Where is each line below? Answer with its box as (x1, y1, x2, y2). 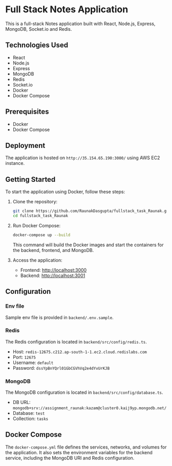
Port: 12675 (12, 354, 36, 360)
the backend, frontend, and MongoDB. (12, 247, 94, 253)
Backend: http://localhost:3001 (20, 272, 85, 279)
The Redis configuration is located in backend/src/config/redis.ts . (5, 338, 147, 345)
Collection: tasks (12, 416, 49, 422)
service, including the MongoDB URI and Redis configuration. (5, 455, 135, 461)
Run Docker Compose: (12, 222, 60, 228)
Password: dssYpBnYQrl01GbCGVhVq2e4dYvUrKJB (12, 365, 110, 371)
